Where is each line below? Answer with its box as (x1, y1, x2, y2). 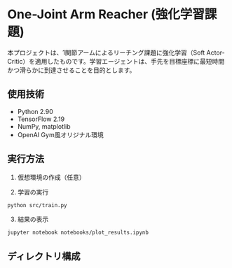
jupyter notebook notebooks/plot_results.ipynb (7, 229, 149, 237)
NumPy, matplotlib (17, 122, 71, 130)
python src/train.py (7, 202, 68, 209)
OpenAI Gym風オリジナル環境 (17, 130, 104, 139)
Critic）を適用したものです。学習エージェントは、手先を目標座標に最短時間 (7, 57, 225, 65)
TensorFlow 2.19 (17, 115, 65, 123)
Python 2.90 (17, 107, 54, 115)
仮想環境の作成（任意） (17, 173, 86, 181)
